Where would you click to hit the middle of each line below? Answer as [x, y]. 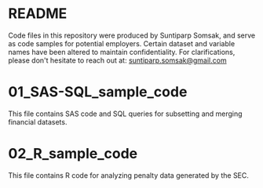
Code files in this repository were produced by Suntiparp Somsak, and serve [132, 35]
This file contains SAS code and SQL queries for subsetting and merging [125, 114]
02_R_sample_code [73, 154]
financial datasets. [38, 121]
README [38, 14]
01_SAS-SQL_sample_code [98, 92]
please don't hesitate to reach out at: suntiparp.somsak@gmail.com [117, 60]
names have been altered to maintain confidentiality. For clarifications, [122, 52]
